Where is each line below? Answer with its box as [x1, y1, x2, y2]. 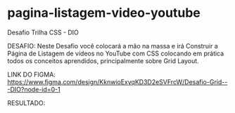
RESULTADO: [7, 98, 46, 107]
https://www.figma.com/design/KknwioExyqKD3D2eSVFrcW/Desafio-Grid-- [7, 77, 228, 86]
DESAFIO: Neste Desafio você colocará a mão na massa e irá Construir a [7, 41, 218, 50]
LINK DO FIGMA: [7, 70, 56, 79]
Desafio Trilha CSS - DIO [7, 28, 80, 36]
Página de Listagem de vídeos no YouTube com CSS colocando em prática [7, 49, 224, 58]
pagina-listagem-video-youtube [7, 5, 201, 21]
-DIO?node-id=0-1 [7, 85, 61, 93]
